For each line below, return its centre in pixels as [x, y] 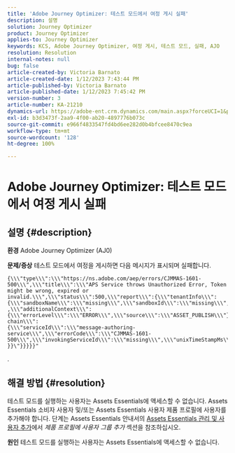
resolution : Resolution [42, 53]
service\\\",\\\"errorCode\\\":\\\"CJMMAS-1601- [79, 334]
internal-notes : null [39, 60]
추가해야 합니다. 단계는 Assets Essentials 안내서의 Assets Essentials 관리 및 [112, 418]
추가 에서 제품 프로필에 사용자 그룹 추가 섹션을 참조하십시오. [100, 427]
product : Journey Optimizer [48, 33]
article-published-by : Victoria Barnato [67, 85]
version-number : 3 [34, 99]
